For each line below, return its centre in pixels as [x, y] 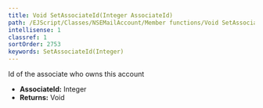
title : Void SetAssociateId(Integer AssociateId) [91, 15]
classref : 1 [27, 37]
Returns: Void [42, 97]
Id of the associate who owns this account [76, 74]
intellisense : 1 [34, 30]
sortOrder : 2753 [34, 45]
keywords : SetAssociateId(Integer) [66, 52]
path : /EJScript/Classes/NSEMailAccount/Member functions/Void [113, 23]
